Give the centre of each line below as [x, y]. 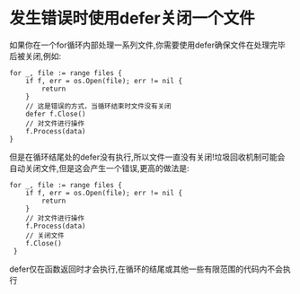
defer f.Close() [56, 114]
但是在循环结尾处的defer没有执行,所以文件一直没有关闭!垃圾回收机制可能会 [147, 157]
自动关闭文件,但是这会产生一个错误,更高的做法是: [100, 168]
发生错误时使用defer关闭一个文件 [132, 18]
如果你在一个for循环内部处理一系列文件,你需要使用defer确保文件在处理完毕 [147, 45]
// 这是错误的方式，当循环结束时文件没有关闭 [98, 106]
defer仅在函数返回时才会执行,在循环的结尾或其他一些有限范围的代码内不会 [146, 269]
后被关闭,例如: [35, 56]
